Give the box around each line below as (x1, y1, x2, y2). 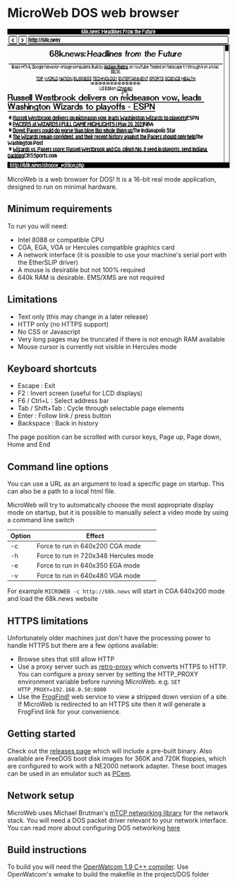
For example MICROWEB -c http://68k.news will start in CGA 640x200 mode (7, 587, 225, 595)
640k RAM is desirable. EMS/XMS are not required (17, 273, 165, 281)
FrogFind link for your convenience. (17, 708, 121, 715)
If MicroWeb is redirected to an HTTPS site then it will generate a (17, 700, 206, 708)
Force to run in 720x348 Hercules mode (36, 551, 154, 560)
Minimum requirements (7, 203, 113, 215)
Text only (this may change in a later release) (17, 312, 149, 321)
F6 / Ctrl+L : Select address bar (17, 397, 109, 405)
